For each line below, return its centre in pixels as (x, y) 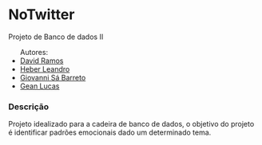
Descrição (29, 107)
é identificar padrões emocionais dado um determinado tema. (110, 132)
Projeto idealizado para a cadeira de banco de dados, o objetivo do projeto (131, 124)
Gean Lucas (40, 86)
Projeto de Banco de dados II (56, 37)
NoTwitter (42, 15)
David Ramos (42, 61)
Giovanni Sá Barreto (53, 77)
